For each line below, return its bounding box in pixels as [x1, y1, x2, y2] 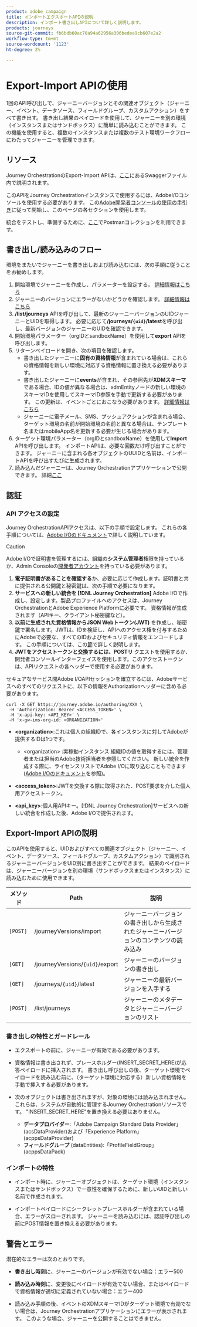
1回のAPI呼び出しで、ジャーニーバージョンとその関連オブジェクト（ [6, 99, 170, 106]
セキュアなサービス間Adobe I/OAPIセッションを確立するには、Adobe [6, 676, 173, 682]
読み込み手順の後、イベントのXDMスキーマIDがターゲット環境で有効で [14, 1300, 186, 1308]
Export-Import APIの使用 [6, 79, 128, 92]
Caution [6, 543, 25, 550]
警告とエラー [6, 1238, 53, 1249]
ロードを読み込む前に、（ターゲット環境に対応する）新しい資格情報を [19, 1074, 187, 1081]
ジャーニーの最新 [124, 976, 171, 984]
